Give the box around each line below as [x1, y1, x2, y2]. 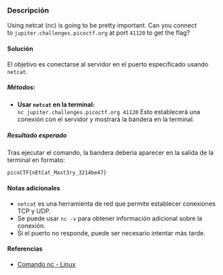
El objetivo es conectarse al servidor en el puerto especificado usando [7, 60, 209, 68]
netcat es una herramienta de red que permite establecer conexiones [17, 199, 216, 208]
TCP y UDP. [17, 206, 51, 215]
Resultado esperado [7, 131, 67, 140]
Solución [7, 44, 33, 53]
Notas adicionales [7, 184, 60, 193]
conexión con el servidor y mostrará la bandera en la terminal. [17, 115, 195, 123]
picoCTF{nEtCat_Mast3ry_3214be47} [7, 169, 107, 177]
